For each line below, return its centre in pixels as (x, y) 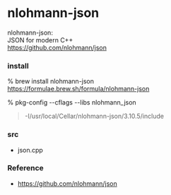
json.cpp (30, 150)
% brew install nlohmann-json (51, 81)
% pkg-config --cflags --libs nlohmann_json (72, 102)
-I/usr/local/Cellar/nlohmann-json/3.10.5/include (94, 116)
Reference (25, 168)
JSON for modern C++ (40, 40)
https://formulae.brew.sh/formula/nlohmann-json (78, 89)
